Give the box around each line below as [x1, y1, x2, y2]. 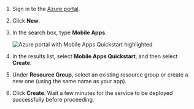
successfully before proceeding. [12, 96, 95, 103]
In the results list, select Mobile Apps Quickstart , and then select [12, 53, 178, 60]
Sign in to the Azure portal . [12, 6, 80, 12]
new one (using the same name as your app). [12, 78, 127, 85]
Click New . [12, 17, 41, 24]
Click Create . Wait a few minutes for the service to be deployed [12, 89, 173, 97]
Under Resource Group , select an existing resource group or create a [12, 71, 188, 78]
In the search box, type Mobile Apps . [12, 29, 107, 36]
